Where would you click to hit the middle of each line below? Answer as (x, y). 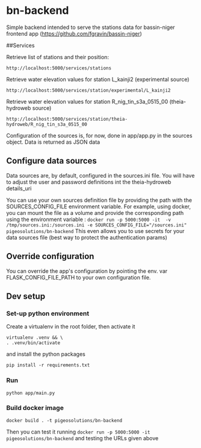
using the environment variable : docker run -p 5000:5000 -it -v (89, 219)
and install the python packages (46, 354)
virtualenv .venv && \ (35, 338)
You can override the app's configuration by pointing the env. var (87, 271)
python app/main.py (31, 393)
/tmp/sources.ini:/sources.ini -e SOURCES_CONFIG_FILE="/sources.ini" (97, 225)
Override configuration (50, 256)
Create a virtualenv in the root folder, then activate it (71, 327)
